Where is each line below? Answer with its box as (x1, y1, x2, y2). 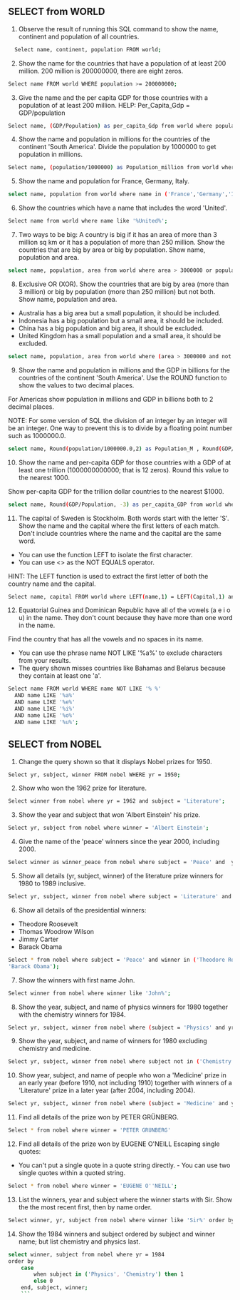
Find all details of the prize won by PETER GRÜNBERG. (18, 1113, 179, 1122)
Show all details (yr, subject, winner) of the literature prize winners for (18, 872, 224, 880)
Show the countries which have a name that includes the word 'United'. (18, 203, 227, 213)
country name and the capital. (8, 579, 96, 588)
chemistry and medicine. (18, 1045, 92, 1053)
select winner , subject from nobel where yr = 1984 (8, 1251, 165, 1258)
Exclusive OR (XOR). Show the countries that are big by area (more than (18, 280, 229, 288)
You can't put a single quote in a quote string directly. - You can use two (18, 1161, 231, 1169)
